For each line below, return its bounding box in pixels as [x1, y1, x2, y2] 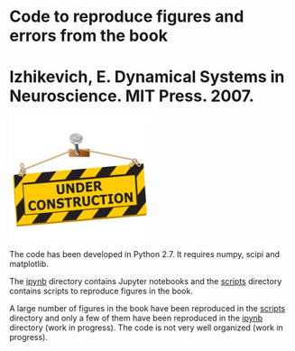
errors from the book [9, 25, 169, 46]
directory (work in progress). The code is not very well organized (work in [9, 322, 284, 333]
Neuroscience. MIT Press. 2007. [9, 86, 254, 106]
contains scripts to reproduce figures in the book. [9, 285, 194, 296]
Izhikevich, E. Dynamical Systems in [9, 67, 285, 88]
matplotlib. [9, 258, 50, 269]
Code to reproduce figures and [9, 6, 244, 27]
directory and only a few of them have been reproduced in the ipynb [9, 312, 263, 323]
